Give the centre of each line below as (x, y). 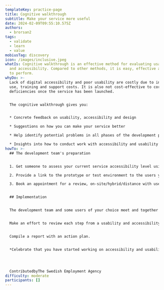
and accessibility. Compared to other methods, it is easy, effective (83, 69)
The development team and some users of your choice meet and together (84, 210)
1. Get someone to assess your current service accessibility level (81, 166)
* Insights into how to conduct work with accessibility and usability (84, 144)
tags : (10, 37)
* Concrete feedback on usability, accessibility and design (73, 118)
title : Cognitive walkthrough (36, 14)
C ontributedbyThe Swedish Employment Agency (55, 271)
